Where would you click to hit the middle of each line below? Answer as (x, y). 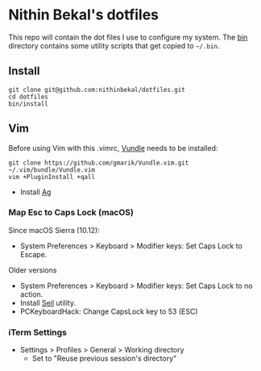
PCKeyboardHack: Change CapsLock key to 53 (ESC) (109, 311)
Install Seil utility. (48, 302)
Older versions (33, 270)
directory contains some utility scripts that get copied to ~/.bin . (114, 45)
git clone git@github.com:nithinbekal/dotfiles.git (97, 90)
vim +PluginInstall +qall (52, 177)
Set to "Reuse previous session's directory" (104, 358)
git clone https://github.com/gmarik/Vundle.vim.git (99, 163)
